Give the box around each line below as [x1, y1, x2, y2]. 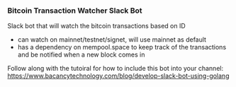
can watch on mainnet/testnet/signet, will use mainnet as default [17, 35, 207, 44]
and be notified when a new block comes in [17, 50, 145, 59]
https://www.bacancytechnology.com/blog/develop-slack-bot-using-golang [7, 71, 230, 80]
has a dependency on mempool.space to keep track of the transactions [17, 43, 227, 52]
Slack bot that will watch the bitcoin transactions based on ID [7, 22, 186, 30]
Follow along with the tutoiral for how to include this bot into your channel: [7, 64, 224, 73]
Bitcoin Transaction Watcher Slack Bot [7, 6, 143, 16]
